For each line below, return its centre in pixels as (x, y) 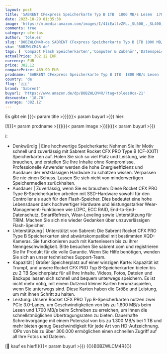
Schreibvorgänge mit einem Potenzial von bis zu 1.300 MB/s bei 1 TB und (87, 321)
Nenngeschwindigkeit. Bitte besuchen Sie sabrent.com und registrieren (85, 246)
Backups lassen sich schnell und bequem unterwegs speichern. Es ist (84, 278)
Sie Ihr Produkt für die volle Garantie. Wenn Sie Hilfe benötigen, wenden (86, 252)
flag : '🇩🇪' (17, 84)
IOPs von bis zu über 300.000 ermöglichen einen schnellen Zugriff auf (84, 331)
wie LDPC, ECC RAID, (87, 210)
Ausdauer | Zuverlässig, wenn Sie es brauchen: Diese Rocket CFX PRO (85, 188)
